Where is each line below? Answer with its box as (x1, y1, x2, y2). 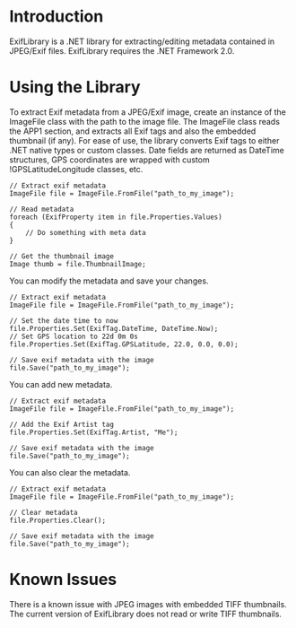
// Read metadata (9, 205, 74, 214)
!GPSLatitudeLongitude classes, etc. (9, 163, 144, 174)
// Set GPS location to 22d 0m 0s (9, 332, 139, 341)
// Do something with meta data (25, 228, 146, 237)
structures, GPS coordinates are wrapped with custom (9, 154, 210, 165)
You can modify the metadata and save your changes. (9, 275, 209, 286)
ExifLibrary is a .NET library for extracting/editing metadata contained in (9, 36, 275, 47)
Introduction (9, 6, 104, 27)
